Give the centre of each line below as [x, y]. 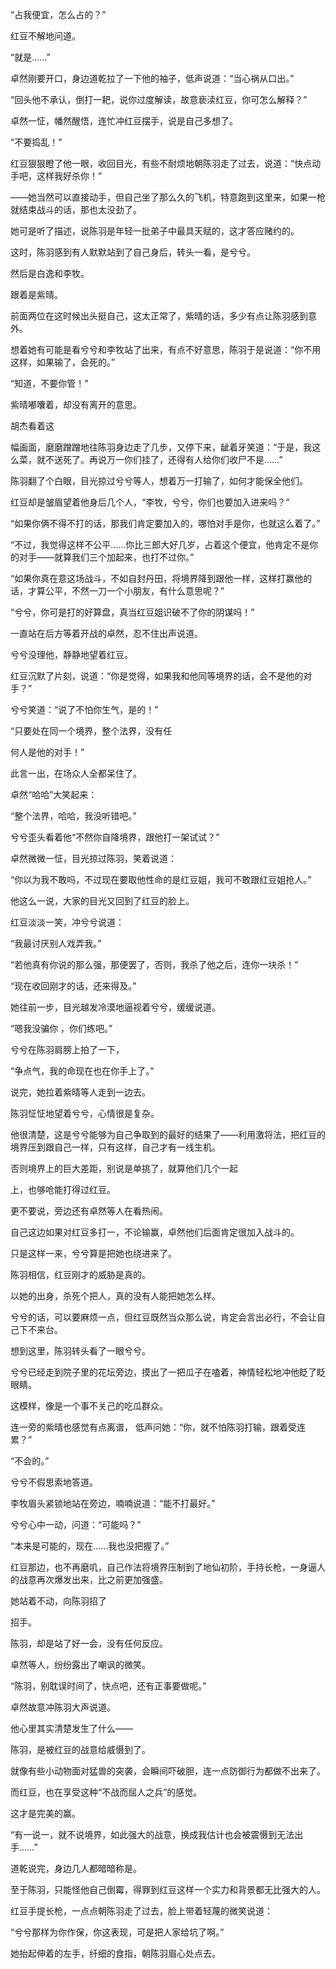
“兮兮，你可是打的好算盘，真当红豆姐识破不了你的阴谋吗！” [132, 612]
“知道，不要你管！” [49, 383]
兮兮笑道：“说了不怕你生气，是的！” [84, 709]
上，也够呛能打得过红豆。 [63, 1189]
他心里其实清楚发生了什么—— [71, 1728]
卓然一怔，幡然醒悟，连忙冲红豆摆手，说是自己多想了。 [124, 121]
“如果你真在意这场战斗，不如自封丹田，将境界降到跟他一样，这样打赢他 [157, 578]
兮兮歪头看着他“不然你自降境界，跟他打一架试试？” [115, 837]
